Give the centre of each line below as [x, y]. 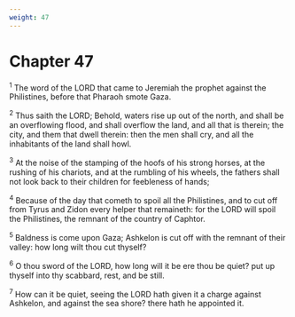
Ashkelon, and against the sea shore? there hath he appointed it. [127, 304]
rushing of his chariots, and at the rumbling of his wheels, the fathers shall [145, 172]
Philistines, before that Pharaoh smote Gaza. [90, 97]
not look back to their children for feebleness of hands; [109, 181]
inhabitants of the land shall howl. [70, 144]
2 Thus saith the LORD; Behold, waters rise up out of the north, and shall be [147, 115]
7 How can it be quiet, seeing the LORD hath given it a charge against [135, 293]
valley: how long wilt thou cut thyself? [78, 247]
